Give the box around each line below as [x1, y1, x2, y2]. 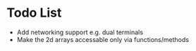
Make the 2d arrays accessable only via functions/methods [16, 35, 190, 43]
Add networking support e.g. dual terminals [16, 28, 144, 36]
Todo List [6, 5, 62, 21]
